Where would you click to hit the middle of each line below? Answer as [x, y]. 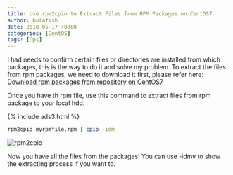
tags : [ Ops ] [25, 40]
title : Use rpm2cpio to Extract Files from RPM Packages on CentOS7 [110, 14]
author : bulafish [33, 20]
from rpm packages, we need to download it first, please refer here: [106, 75]
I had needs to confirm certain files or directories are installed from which [114, 59]
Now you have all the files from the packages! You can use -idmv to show [114, 156]
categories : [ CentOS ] [39, 33]
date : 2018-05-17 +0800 [42, 27]
